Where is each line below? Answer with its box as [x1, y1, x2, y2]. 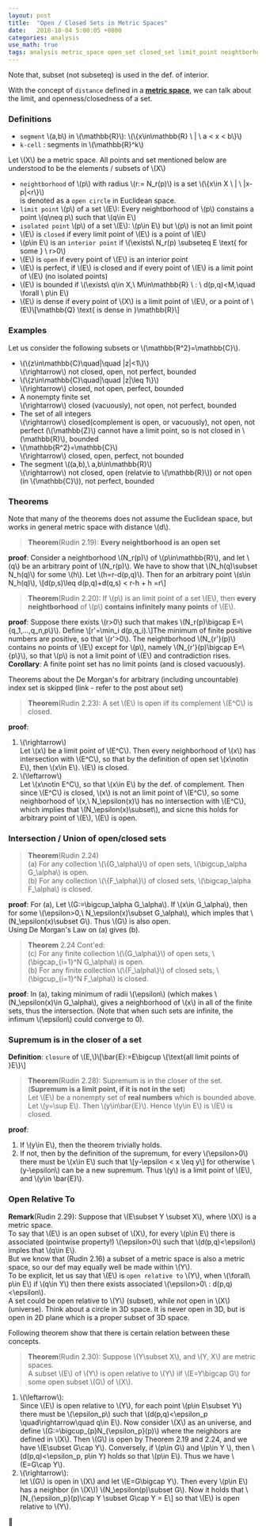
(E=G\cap [19, 1460, 51, 1469]
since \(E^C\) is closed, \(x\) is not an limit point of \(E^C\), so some [19, 788, 239, 797]
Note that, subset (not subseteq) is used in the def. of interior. [8, 70, 210, 79]
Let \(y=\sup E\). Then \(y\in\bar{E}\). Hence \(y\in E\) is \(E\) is [27, 1101, 234, 1111]
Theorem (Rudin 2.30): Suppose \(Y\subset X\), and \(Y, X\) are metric [27, 1351, 256, 1361]
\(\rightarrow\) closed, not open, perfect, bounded [19, 383, 184, 393]
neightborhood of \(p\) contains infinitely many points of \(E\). [27, 602, 236, 611]
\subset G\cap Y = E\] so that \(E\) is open [102, 1493, 240, 1502]
